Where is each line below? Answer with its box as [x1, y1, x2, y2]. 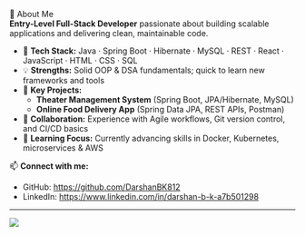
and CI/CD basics [22, 123, 89, 133]
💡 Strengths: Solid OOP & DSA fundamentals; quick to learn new [22, 64, 265, 75]
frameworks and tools [22, 75, 105, 85]
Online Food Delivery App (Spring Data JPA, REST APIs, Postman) [35, 104, 285, 114]
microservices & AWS [22, 143, 104, 153]
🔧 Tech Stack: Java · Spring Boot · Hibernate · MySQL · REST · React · [22, 45, 284, 56]
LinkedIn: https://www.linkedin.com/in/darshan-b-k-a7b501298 [22, 192, 260, 202]
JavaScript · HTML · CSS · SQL [22, 55, 138, 65]
